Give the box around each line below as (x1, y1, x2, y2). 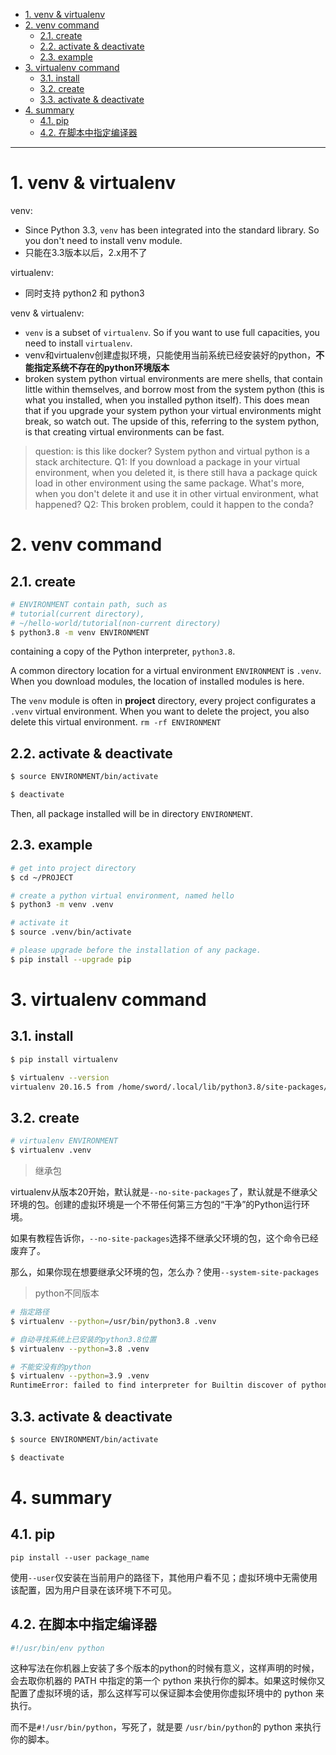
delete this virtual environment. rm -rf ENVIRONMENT (10, 716, 222, 728)
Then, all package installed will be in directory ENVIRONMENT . (10, 808, 254, 819)
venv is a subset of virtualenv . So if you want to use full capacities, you (24, 326, 320, 338)
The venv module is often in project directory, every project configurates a (10, 695, 317, 707)
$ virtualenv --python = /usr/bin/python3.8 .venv (10, 1316, 217, 1326)
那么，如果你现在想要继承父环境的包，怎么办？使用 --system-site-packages (10, 1266, 320, 1278)
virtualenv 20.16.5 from (10, 1082, 114, 1092)
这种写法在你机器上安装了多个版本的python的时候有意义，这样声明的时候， (10, 1662, 320, 1674)
